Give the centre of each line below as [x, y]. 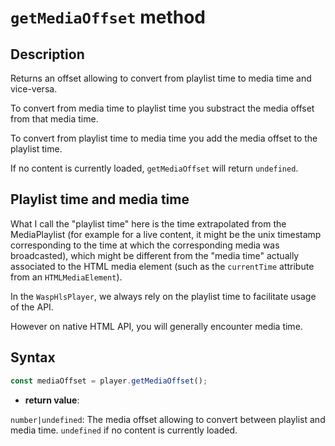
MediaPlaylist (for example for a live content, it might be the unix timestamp [166, 234]
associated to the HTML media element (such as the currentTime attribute [162, 266]
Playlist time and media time [100, 199]
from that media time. [54, 119]
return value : [52, 400]
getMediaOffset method [108, 17]
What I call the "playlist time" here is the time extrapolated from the [148, 223]
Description [47, 54]
